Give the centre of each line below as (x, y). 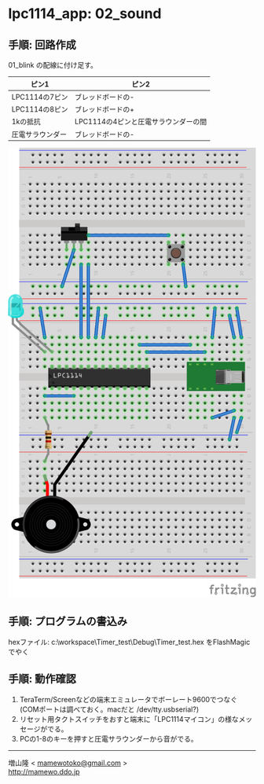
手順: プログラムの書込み (68, 622)
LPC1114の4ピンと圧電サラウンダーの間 (140, 122)
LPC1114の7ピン (40, 97)
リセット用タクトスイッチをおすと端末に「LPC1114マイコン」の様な (129, 719)
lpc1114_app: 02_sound (85, 14)
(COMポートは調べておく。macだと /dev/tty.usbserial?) (109, 709)
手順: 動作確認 (42, 679)
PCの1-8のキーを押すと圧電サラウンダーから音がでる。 (108, 738)
